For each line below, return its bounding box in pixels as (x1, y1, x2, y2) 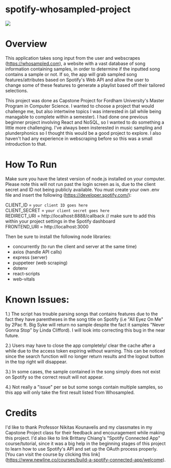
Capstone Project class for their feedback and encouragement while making (5, 429, 165, 435)
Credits (5, 407, 37, 418)
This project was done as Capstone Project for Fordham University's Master (5, 97, 164, 103)
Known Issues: (5, 294, 70, 305)
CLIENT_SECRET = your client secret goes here (5, 207, 110, 213)
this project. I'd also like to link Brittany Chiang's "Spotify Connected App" (5, 435, 160, 441)
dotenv (12, 265, 28, 271)
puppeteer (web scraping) (12, 260, 68, 266)
